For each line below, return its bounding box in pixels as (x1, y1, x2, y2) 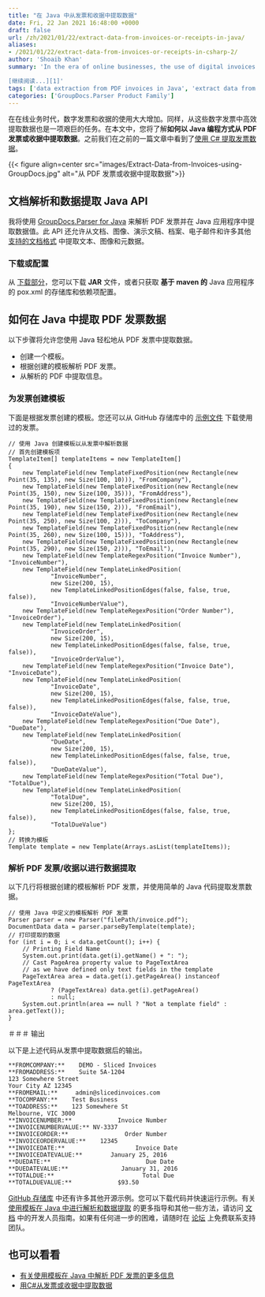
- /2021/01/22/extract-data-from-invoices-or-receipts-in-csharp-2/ (8, 48, 238, 56)
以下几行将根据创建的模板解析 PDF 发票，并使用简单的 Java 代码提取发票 (8, 881, 246, 891)
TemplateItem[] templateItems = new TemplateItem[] (8, 455, 181, 463)
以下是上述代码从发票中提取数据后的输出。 (8, 1045, 147, 1055)
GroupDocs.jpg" (8, 169, 61, 178)
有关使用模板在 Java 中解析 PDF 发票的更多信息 (19, 1270, 175, 1280)
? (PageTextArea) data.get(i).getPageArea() (50, 986, 200, 994)
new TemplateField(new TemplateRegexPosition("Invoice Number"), (22, 551, 242, 560)
